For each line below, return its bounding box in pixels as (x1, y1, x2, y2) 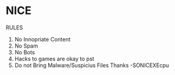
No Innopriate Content (14, 35, 71, 43)
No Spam (14, 42, 38, 49)
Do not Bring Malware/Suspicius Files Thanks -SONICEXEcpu (14, 62, 170, 69)
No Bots (14, 48, 35, 55)
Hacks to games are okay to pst (14, 55, 95, 62)
